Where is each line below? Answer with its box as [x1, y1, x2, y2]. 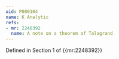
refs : [5, 19, 19, 25]
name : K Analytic [5, 14, 49, 20]
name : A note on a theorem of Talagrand [11, 31, 113, 37]
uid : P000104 [5, 8, 38, 15]
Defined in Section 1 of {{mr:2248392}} [5, 47, 103, 54]
